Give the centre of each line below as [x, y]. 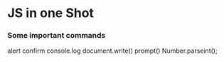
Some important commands [57, 36]
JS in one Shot [51, 13]
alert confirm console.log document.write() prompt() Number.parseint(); [113, 51]
